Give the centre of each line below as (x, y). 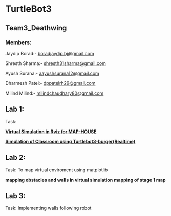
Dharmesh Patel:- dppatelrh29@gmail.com (50, 83)
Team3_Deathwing (36, 28)
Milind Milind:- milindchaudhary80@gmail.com (55, 93)
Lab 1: (15, 109)
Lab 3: (15, 196)
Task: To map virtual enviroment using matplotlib (57, 170)
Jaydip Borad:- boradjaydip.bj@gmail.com (50, 53)
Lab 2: (15, 157)
